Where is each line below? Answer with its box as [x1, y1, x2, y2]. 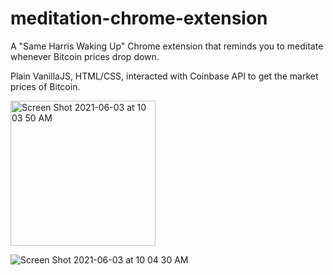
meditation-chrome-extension [10, 7, 268, 30]
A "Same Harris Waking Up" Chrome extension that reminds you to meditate [10, 40, 324, 52]
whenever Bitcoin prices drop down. [10, 50, 160, 62]
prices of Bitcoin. [10, 80, 81, 92]
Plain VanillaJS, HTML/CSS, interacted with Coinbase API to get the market [10, 70, 319, 82]
